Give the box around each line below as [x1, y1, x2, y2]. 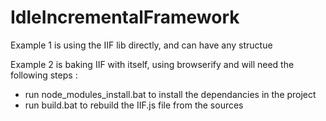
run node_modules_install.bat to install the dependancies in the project [24, 88, 317, 100]
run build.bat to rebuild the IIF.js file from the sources [24, 99, 244, 111]
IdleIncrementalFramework [10, 6, 240, 29]
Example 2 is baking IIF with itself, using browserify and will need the [10, 58, 295, 70]
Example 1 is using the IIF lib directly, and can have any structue [10, 39, 273, 51]
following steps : [10, 69, 78, 81]
